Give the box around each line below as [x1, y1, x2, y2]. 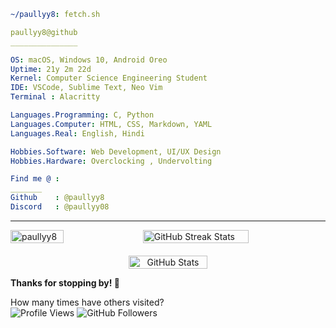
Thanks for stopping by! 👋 [10, 276, 121, 289]
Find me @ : [10, 174, 60, 184]
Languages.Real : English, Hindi [10, 128, 145, 139]
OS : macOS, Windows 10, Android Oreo [10, 55, 168, 65]
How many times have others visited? [10, 296, 165, 308]
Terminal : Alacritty [10, 92, 101, 102]
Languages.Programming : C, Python [10, 110, 155, 120]
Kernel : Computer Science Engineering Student [10, 73, 208, 84]
